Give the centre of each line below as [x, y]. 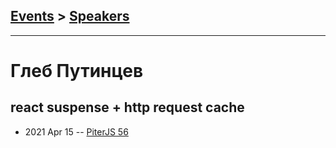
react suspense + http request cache [127, 107]
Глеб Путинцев [77, 71]
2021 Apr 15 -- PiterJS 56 [76, 131]
